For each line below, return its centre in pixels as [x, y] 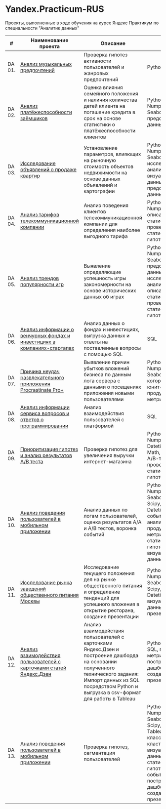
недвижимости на [105, 172]
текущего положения [109, 573]
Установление [101, 148]
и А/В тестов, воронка [110, 528]
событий [94, 534]
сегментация [99, 753]
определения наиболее [112, 230]
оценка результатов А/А [113, 522]
